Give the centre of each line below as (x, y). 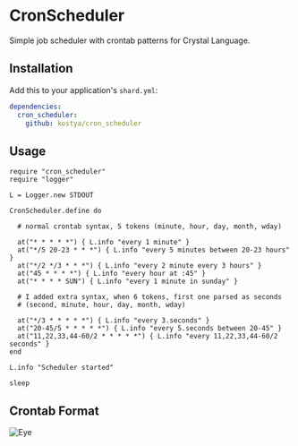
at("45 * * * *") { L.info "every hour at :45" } (111, 274)
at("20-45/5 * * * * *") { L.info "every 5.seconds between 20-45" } (149, 329)
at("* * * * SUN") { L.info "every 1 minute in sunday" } (128, 282)
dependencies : (36, 107)
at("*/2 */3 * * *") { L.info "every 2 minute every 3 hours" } (140, 266)
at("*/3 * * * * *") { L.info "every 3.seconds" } (114, 321)
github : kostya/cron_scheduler (84, 123)
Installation (41, 69)
